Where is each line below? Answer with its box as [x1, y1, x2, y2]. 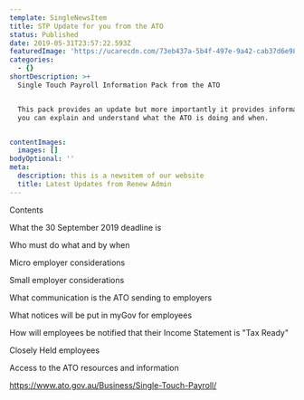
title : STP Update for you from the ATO [9, 22, 165, 31]
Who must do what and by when [9, 239, 130, 250]
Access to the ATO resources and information [9, 362, 179, 373]
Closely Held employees [9, 345, 100, 356]
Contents [9, 205, 43, 215]
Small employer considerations [9, 274, 125, 285]
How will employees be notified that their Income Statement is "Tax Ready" [9, 327, 290, 338]
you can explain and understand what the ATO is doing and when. [17, 113, 270, 122]
